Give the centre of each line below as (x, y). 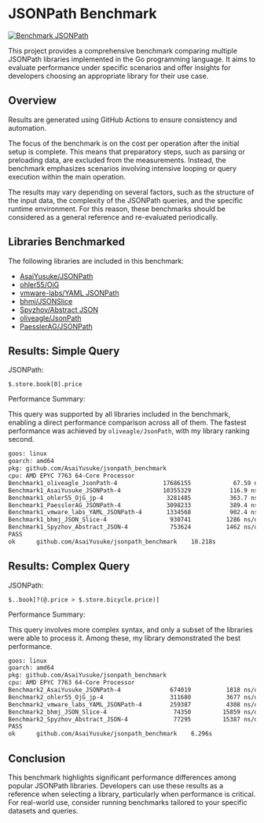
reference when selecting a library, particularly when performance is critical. (132, 794)
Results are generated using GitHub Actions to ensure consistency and (123, 120)
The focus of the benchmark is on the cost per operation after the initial (124, 143)
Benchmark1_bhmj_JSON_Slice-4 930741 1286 (125, 520)
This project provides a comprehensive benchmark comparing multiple (123, 50)
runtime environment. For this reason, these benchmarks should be (117, 209)
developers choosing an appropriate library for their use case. (108, 76)
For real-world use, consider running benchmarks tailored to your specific (128, 803)
